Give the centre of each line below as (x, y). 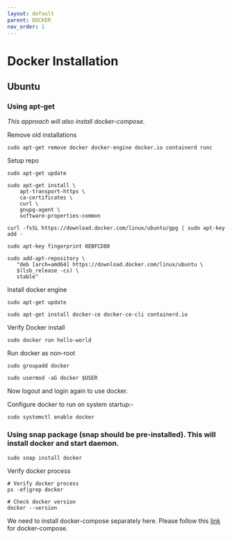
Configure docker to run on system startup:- (71, 405)
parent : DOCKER (29, 20)
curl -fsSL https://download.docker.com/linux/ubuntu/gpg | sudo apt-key (116, 228)
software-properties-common (60, 216)
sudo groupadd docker (39, 366)
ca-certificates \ (46, 198)
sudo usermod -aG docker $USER (52, 378)
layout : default (31, 14)
